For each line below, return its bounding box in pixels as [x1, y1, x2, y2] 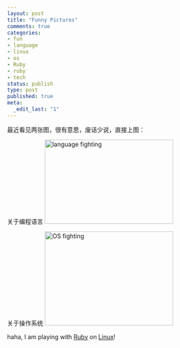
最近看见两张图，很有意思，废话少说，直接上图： [7, 125, 145, 134]
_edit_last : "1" [13, 106, 60, 113]
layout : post [7, 10, 44, 17]
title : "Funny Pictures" [7, 16, 78, 23]
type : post [7, 86, 38, 93]
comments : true [7, 23, 51, 30]
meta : [7, 100, 23, 106]
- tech [7, 73, 26, 81]
